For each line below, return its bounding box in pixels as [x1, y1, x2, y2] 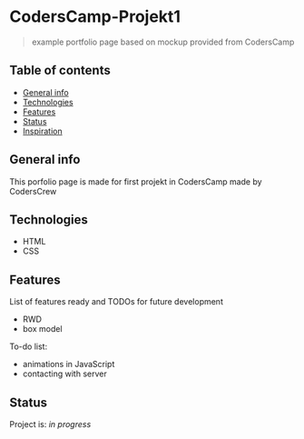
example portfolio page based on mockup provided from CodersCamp [31, 36, 295, 47]
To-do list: [9, 341, 48, 352]
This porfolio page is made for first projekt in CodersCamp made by [9, 175, 262, 187]
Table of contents [9, 63, 111, 78]
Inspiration [22, 125, 63, 136]
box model [22, 324, 63, 334]
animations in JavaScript [22, 359, 115, 370]
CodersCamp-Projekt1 [9, 6, 181, 27]
